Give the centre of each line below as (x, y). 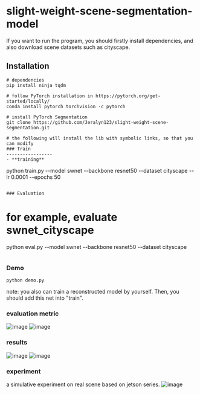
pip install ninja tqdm (36, 85)
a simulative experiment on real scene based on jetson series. (83, 384)
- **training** (25, 159)
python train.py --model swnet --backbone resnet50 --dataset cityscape (97, 170)
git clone (19, 122)
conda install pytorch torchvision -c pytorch (66, 106)
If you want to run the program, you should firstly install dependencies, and (100, 40)
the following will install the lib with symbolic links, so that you (102, 138)
